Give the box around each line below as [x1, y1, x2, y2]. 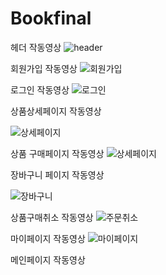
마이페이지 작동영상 [10, 232, 86, 244]
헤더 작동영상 [10, 41, 62, 53]
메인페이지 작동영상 [10, 253, 86, 266]
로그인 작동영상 [10, 83, 70, 96]
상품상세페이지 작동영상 [10, 105, 102, 117]
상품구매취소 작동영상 [10, 211, 94, 223]
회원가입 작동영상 [10, 62, 78, 74]
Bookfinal [10, 7, 92, 30]
